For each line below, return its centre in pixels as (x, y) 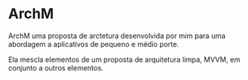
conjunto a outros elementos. (56, 67)
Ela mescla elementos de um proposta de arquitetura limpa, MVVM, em (124, 59)
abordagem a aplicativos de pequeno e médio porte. (94, 44)
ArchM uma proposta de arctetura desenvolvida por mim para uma (117, 36)
